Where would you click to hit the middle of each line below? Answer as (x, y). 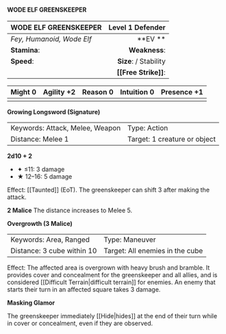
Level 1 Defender (137, 27)
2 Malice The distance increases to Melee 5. (70, 210)
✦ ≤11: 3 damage (41, 169)
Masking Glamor (31, 303)
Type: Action (148, 128)
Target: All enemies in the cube (153, 251)
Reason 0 (98, 92)
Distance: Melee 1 (40, 139)
